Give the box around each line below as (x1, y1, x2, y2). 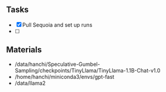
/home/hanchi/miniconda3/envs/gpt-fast (14, 73, 114, 80)
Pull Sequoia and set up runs (22, 21, 93, 28)
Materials (6, 45, 42, 55)
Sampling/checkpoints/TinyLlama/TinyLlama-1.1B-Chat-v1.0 (14, 66, 161, 74)
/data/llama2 (14, 80, 46, 87)
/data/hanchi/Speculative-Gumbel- (14, 61, 100, 68)
